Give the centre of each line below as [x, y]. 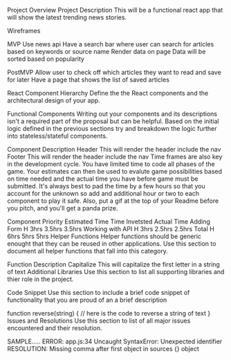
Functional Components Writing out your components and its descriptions [112, 114]
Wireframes [24, 31]
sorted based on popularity [46, 59]
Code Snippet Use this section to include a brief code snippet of [99, 292]
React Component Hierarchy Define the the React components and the [108, 93]
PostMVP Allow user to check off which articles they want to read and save [114, 72]
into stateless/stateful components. [57, 136]
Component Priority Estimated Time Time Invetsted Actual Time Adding [109, 222]
